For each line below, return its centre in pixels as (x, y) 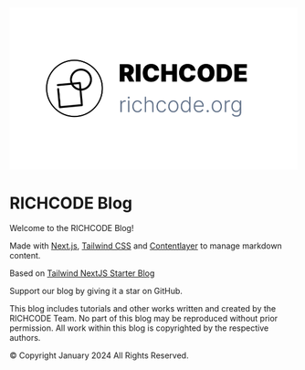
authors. (25, 338)
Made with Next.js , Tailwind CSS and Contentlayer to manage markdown (146, 246)
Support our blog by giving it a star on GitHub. (96, 291)
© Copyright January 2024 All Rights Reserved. (99, 355)
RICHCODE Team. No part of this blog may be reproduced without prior (144, 319)
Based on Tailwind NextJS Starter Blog (82, 273)
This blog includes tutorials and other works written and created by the (143, 309)
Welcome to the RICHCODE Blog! (72, 228)
